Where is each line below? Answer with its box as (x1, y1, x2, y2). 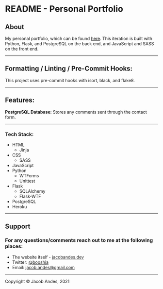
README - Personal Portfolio (5, 3, 124, 15)
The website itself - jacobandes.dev (12, 254, 84, 260)
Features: (5, 96, 35, 104)
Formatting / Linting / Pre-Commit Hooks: (5, 65, 132, 73)
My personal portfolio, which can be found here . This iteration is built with (5, 35, 153, 41)
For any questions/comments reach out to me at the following (5, 237, 153, 244)
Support (5, 222, 31, 231)
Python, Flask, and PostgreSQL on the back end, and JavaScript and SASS (5, 41, 154, 47)
